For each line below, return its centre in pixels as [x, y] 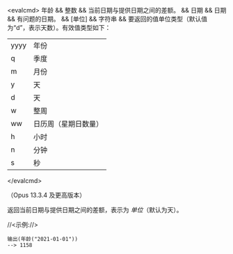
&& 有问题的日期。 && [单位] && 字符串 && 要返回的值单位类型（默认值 [107, 19]
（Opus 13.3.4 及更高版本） [46, 195]
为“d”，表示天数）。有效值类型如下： [59, 27]
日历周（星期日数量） [68, 124]
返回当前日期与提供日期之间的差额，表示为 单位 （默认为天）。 [95, 210]
